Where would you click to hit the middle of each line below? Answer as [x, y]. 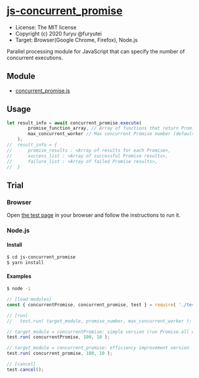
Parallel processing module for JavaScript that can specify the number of [96, 51]
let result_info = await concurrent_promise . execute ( [74, 123]
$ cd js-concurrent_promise [41, 257]
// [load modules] [29, 299]
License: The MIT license [46, 27]
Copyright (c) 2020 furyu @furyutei [58, 33]
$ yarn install [25, 263]
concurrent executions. [35, 57]
